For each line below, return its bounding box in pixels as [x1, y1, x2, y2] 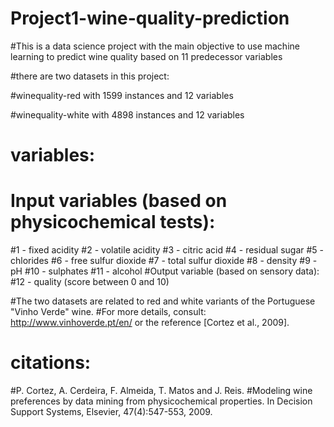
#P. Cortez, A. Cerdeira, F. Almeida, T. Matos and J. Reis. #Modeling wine [10, 385, 313, 396]
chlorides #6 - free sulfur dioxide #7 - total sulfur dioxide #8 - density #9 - [10, 255, 318, 267]
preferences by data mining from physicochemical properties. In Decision [10, 395, 313, 407]
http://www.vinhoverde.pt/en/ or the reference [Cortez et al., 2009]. [10, 317, 290, 329]
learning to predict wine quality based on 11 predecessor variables [10, 50, 283, 62]
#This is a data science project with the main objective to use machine [10, 40, 300, 52]
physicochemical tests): [10, 211, 216, 234]
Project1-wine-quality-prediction [10, 7, 290, 30]
